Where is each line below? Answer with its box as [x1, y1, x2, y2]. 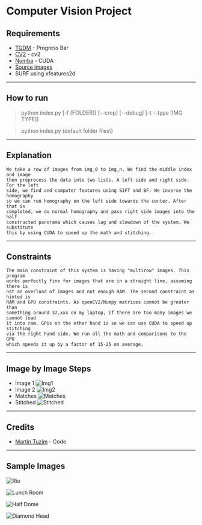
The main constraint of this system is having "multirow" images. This [6, 267, 189, 274]
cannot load [6, 315, 36, 321]
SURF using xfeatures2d [14, 70, 76, 77]
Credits [6, 422, 35, 432]
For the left [6, 182, 39, 188]
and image [6, 171, 31, 177]
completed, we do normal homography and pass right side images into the [6, 208, 195, 215]
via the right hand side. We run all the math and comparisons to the [6, 331, 187, 337]
